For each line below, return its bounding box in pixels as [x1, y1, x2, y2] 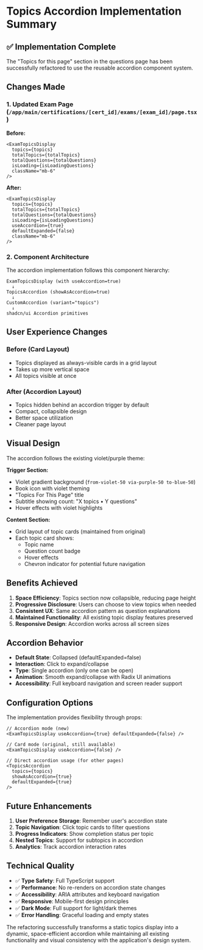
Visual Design [6, 438, 60, 449]
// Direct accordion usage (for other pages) [6, 758, 124, 764]
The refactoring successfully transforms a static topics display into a [6, 923, 179, 930]
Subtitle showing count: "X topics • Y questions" [15, 498, 137, 505]
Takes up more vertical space [15, 365, 90, 373]
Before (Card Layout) [6, 345, 70, 354]
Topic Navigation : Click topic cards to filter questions [15, 824, 151, 831]
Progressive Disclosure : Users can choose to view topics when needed [15, 600, 197, 608]
